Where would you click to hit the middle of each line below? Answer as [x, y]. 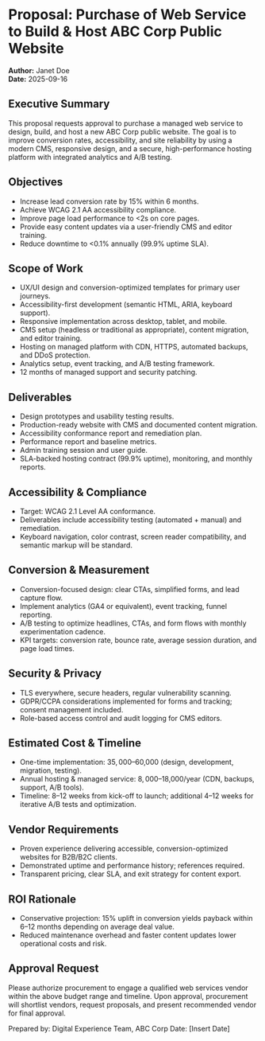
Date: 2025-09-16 [38, 79]
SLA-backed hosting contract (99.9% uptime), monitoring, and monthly [136, 458]
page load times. [47, 648]
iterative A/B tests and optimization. [78, 805]
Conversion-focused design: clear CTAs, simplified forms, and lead [129, 589]
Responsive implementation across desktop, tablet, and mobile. [123, 322]
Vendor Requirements [63, 829]
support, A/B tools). [52, 788]
